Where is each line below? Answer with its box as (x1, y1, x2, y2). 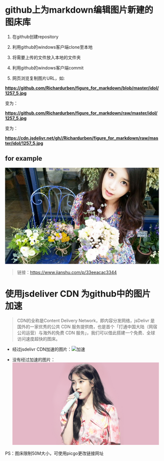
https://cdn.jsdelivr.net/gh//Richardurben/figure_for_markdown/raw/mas (5, 135, 159, 141)
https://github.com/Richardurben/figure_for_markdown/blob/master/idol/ (5, 85, 159, 91)
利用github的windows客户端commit (12, 64, 84, 71)
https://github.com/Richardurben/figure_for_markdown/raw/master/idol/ (5, 110, 158, 116)
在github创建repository (12, 34, 59, 40)
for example (5, 154, 42, 163)
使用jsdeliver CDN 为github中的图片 (5, 288, 151, 299)
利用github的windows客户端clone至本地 (12, 44, 93, 50)
